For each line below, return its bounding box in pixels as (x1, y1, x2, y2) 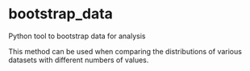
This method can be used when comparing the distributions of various (8, 46, 242, 56)
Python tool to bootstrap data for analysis (8, 31, 146, 41)
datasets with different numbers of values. (8, 55, 149, 65)
